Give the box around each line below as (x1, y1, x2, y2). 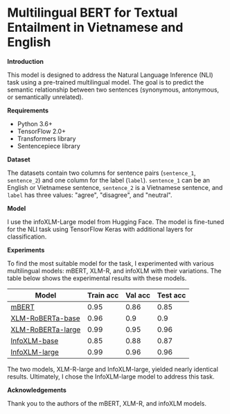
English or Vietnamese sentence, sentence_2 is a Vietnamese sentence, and (7, 183, 223, 191)
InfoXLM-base (10, 336, 59, 345)
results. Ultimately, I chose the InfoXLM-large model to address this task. (7, 372, 215, 381)
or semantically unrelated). (7, 92, 84, 101)
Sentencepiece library (17, 141, 81, 150)
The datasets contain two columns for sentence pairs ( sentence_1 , (7, 169, 196, 177)
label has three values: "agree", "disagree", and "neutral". (7, 191, 172, 199)
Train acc (87, 290, 119, 300)
